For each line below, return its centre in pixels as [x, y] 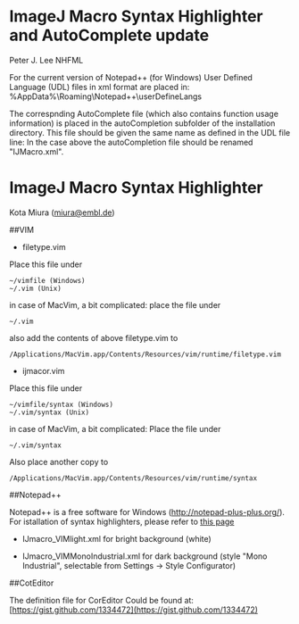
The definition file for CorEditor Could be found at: [102, 600]
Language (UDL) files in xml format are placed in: [100, 87]
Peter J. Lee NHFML [46, 60]
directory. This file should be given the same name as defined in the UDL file [150, 132]
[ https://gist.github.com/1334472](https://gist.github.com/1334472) [134, 610]
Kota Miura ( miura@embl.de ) [62, 212]
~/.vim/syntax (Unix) [50, 412]
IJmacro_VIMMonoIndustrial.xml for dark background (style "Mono [145, 556]
